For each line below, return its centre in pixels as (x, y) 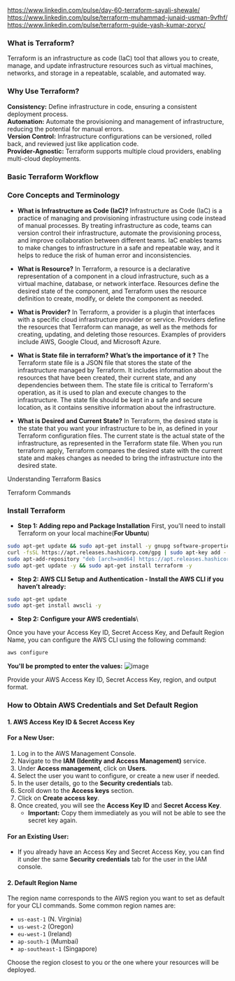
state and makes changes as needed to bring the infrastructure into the (120, 458)
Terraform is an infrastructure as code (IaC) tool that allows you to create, (113, 58)
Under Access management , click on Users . (82, 768)
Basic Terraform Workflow (53, 176)
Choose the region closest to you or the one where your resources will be (113, 962)
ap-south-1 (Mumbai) (48, 941)
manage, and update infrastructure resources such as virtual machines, (110, 66)
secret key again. (52, 820)
